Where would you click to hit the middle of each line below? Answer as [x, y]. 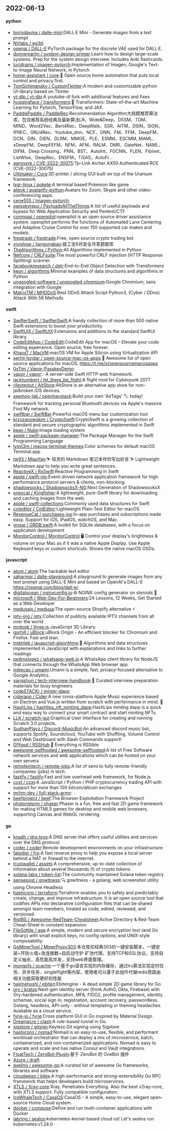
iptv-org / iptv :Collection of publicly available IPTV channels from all [83, 616]
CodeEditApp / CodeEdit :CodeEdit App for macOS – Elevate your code [86, 342]
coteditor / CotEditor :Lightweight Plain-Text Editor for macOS [76, 509]
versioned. [24, 914]
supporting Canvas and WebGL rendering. [57, 814]
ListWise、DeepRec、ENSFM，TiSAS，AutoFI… [63, 157]
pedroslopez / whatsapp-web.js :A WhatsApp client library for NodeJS [85, 659]
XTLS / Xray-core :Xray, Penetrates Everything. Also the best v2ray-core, [88, 1087]
